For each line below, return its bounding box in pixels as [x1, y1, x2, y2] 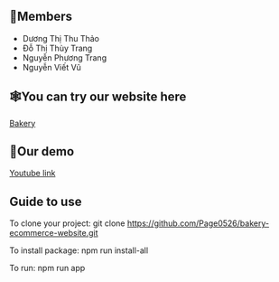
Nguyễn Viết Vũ [22, 61, 81, 72]
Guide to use [9, 193, 82, 209]
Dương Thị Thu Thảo [22, 33, 99, 43]
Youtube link [9, 168, 56, 179]
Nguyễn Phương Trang [22, 52, 107, 63]
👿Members [9, 9, 73, 24]
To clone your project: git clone [9, 218, 126, 229]
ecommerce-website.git [9, 228, 98, 239]
